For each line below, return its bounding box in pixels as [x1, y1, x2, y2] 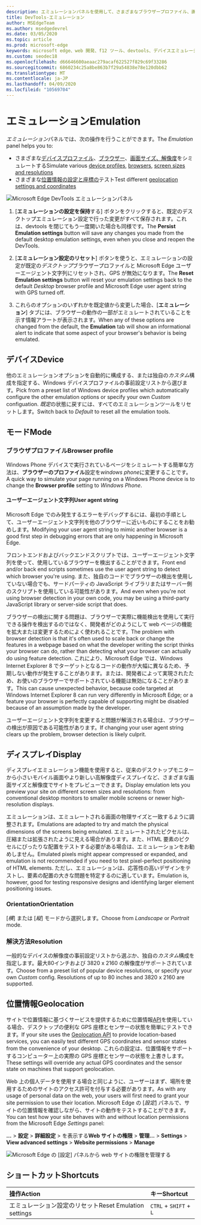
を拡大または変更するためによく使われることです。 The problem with [6, 628, 175, 635]
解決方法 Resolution [6, 937, 63, 945]
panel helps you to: [6, 142, 54, 149]
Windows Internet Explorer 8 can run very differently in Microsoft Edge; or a [6, 691, 193, 698]
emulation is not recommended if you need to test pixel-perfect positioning [6, 857, 191, 864]
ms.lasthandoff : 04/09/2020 [6, 81, 77, 87]
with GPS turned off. [14, 289, 65, 296]
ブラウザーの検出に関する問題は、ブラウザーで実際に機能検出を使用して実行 [6, 613, 194, 620]
